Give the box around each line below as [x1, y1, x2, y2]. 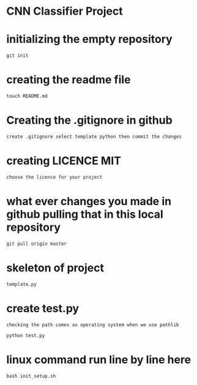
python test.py [6, 332, 45, 338]
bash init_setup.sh [6, 373, 56, 379]
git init [6, 53, 29, 59]
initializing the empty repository [6, 32, 173, 47]
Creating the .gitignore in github [6, 113, 173, 127]
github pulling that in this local [6, 207, 163, 222]
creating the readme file [6, 73, 131, 87]
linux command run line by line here [6, 353, 191, 367]
